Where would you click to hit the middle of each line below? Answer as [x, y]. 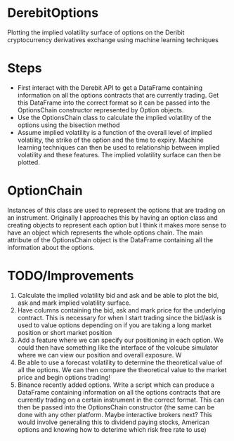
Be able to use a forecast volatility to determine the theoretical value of [120, 362]
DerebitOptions [53, 13]
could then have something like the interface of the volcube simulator [118, 347]
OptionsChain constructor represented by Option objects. [100, 110]
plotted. [28, 162]
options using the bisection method [69, 125]
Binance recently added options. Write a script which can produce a [116, 385]
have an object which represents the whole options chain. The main [105, 232]
